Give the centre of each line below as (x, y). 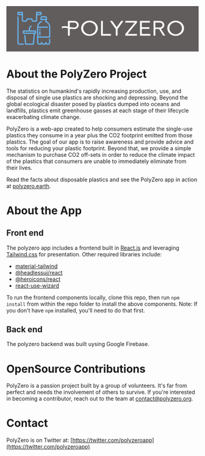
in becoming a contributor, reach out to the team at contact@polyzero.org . (100, 399)
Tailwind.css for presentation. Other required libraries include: (84, 254)
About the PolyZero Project (77, 74)
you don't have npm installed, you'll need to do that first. (76, 310)
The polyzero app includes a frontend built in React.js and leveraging (93, 248)
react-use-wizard (37, 285)
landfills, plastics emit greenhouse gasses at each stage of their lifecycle (98, 110)
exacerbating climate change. (44, 117)
